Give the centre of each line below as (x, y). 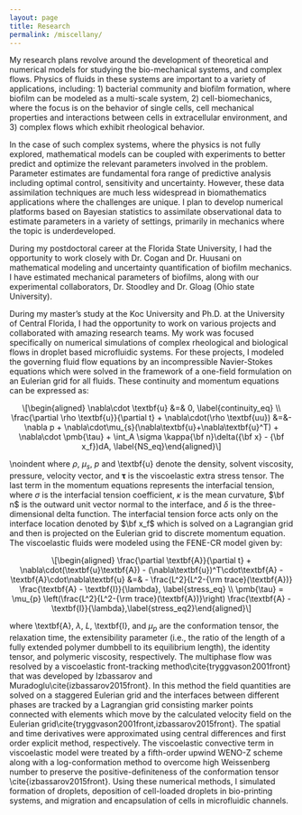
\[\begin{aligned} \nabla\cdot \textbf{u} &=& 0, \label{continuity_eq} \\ (151, 408)
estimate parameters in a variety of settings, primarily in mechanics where (147, 221)
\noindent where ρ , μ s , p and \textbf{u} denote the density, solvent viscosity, (152, 465)
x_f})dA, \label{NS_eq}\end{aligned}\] (151, 447)
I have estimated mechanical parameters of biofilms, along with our (134, 277)
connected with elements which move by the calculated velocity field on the (151, 714)
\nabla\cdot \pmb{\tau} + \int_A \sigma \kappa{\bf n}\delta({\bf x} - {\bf (151, 437)
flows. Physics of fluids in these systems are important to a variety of (137, 79)
